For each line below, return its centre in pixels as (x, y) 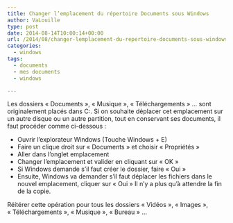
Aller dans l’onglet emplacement (63, 154)
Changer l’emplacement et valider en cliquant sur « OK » (98, 162)
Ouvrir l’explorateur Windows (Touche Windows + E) (92, 140)
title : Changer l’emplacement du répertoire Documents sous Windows (108, 14)
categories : (24, 46)
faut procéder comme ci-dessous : (57, 126)
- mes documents (37, 72)
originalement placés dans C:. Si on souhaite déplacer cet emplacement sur (115, 111)
